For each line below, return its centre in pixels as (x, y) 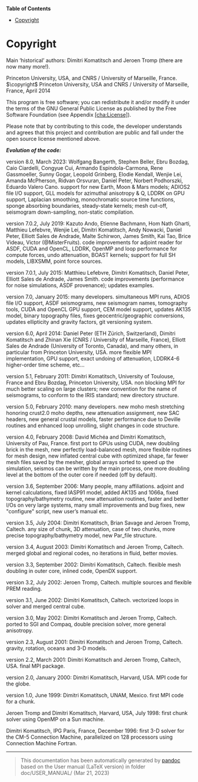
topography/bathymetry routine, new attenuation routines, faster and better (97, 498)
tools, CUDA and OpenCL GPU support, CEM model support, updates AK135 (99, 309)
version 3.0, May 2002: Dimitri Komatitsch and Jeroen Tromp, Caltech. (92, 617)
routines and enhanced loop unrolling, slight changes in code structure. (93, 425)
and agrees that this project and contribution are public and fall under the (95, 132)
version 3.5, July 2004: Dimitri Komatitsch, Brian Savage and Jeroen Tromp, (98, 523)
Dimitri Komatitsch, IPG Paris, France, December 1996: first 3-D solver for (95, 730)
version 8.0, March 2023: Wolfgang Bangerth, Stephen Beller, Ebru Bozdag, (98, 162)
